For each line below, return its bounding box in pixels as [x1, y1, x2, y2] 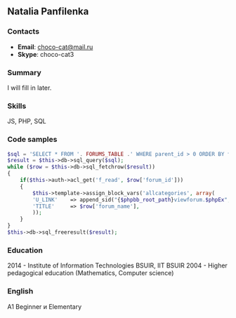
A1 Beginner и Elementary [7, 302, 82, 311]
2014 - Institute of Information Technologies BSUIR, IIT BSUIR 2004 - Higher [7, 261, 228, 270]
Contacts [7, 27, 40, 37]
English [7, 286, 34, 296]
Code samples [7, 135, 58, 145]
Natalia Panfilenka [7, 6, 89, 18]
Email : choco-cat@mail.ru [17, 42, 93, 51]
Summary [7, 67, 42, 77]
